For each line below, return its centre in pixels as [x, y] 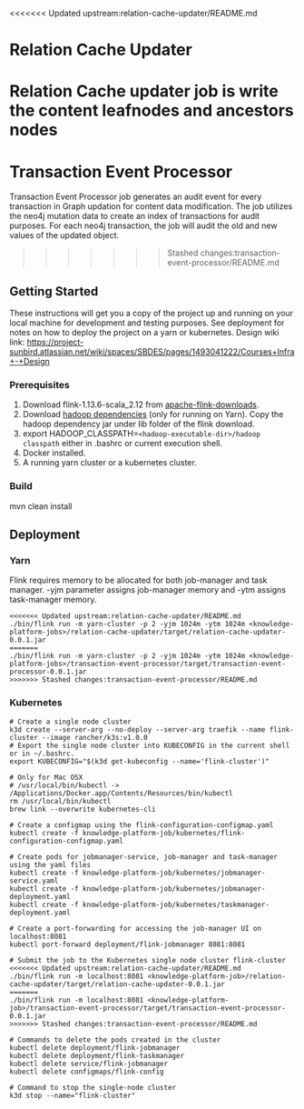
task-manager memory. [53, 600]
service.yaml [34, 881]
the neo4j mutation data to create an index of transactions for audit [135, 216]
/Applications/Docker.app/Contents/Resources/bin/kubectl [121, 793]
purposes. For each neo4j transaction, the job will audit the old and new [143, 225]
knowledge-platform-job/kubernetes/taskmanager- [176, 904]
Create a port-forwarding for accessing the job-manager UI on [139, 928]
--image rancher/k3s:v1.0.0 [95, 737]
